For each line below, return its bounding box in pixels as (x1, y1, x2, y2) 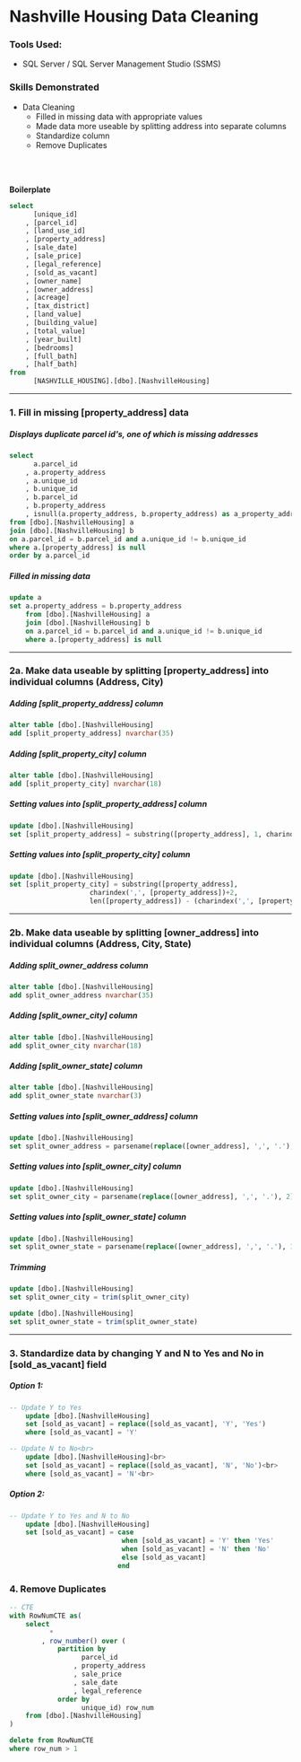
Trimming (9, 1261, 47, 1272)
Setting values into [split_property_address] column (9, 799, 208, 810)
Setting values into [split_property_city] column (9, 849, 191, 860)
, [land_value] (25, 310, 82, 320)
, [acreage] (25, 294, 70, 302)
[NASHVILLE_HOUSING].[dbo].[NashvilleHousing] (32, 377, 211, 386)
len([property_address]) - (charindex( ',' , (89, 897, 254, 906)
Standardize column (35, 130, 110, 141)
